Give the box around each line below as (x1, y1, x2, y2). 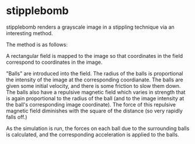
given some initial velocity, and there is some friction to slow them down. (6, 82, 181, 89)
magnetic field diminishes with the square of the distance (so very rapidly (6, 107, 183, 114)
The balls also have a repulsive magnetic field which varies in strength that (6, 88, 186, 95)
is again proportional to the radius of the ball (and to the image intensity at (6, 95, 184, 102)
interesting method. (6, 29, 53, 36)
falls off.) (6, 113, 27, 121)
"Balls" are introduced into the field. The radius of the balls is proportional (6, 70, 183, 77)
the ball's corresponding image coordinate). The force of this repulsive (6, 101, 176, 108)
